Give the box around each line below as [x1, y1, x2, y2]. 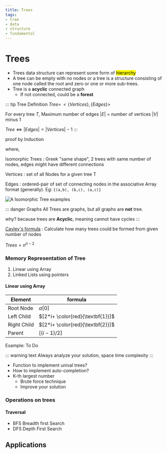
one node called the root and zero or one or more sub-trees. [12, 80, 139, 86]
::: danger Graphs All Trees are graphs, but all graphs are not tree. [5, 206, 143, 212]
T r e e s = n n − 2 [5, 241, 35, 248]
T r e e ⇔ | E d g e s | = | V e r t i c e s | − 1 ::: [5, 126, 78, 132]
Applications [5, 440, 47, 449]
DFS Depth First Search [12, 426, 62, 432]
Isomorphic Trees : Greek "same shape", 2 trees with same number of [5, 156, 151, 162]
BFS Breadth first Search [12, 420, 65, 427]
